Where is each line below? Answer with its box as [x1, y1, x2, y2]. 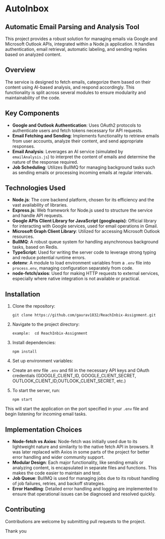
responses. [12, 143, 35, 149]
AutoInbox [5, 3, 49, 14]
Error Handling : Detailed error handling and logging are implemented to [12, 486, 158, 492]
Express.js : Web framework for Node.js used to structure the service [12, 207, 153, 213]
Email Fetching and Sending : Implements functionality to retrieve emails [12, 133, 159, 138]
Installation [5, 290, 40, 298]
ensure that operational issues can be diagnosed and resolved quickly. [12, 491, 156, 497]
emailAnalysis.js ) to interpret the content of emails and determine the [12, 154, 156, 160]
